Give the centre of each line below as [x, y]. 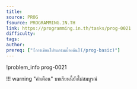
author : [16, 45]
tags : [13, 39]
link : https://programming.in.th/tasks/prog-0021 [69, 28]
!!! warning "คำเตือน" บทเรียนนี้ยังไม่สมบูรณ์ [52, 78]
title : [14, 12]
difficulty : [21, 34]
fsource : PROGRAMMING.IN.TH [41, 23]
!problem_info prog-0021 [36, 67]
